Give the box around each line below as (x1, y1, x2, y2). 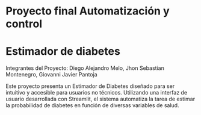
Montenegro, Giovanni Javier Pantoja (5, 71, 97, 78)
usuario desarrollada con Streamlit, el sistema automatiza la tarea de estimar (5, 95, 196, 103)
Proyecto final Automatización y (5, 4, 170, 18)
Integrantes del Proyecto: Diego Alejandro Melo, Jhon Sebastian (5, 64, 165, 72)
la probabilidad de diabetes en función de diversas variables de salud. (5, 102, 179, 109)
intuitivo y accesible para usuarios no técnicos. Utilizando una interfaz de (5, 89, 188, 96)
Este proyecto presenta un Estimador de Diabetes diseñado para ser (5, 82, 175, 90)
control (5, 17, 43, 31)
